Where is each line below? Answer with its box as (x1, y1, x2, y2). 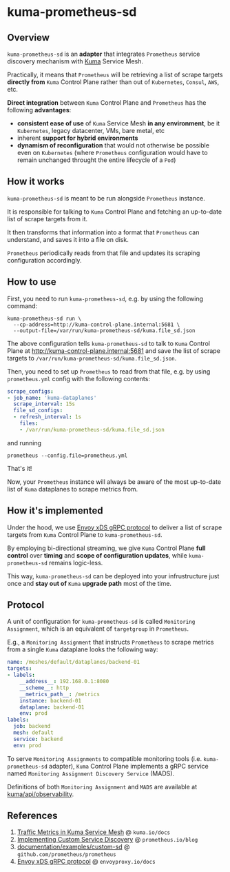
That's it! (7, 464, 32, 472)
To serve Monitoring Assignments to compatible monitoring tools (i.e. (7, 754, 202, 762)
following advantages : (7, 106, 72, 114)
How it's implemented (7, 505, 103, 517)
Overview (7, 32, 50, 43)
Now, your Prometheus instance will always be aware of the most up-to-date (7, 477, 222, 486)
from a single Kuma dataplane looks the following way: (7, 645, 158, 653)
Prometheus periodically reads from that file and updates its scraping (7, 249, 200, 257)
